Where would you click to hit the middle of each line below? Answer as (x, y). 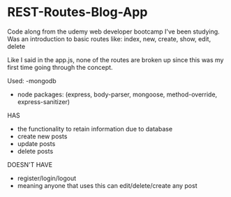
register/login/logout (47, 178)
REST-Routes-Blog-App (77, 12)
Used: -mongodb (32, 80)
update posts (36, 143)
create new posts (42, 136)
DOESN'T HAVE (30, 164)
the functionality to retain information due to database (95, 129)
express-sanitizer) (44, 101)
